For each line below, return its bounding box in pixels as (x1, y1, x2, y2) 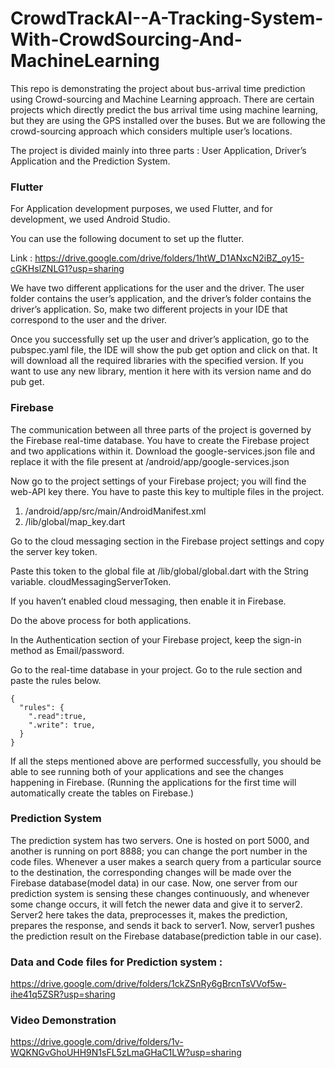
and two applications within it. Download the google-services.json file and (10, 445, 316, 457)
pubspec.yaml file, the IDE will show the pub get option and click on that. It (10, 344, 318, 356)
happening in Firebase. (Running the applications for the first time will (10, 776, 297, 788)
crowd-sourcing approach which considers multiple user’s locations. (10, 125, 293, 137)
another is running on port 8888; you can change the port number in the (10, 845, 308, 857)
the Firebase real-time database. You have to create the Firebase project (10, 434, 310, 446)
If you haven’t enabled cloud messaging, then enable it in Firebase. (10, 595, 287, 607)
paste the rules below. (10, 674, 102, 686)
